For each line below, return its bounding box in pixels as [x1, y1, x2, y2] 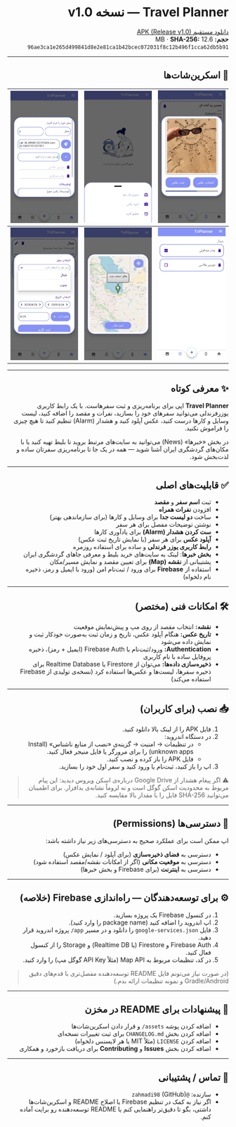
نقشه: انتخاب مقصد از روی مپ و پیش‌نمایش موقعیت [73, 623, 211, 631]
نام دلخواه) [183, 572, 211, 581]
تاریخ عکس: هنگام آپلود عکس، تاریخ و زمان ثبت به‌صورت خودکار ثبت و [29, 630, 211, 638]
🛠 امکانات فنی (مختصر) [134, 600, 229, 612]
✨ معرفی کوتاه [171, 382, 229, 394]
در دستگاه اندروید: [164, 733, 211, 741]
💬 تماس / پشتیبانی [157, 1071, 229, 1083]
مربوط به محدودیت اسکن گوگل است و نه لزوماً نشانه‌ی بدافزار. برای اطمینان [28, 783, 229, 792]
